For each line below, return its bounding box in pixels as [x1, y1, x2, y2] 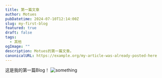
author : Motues [5, 12, 37, 17]
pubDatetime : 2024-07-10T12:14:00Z [5, 16, 79, 21]
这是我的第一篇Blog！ [5, 67, 50, 73]
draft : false [5, 30, 32, 35]
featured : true [5, 26, 37, 31]
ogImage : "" [5, 44, 30, 49]
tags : [5, 35, 16, 40]
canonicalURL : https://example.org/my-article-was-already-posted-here [5, 53, 157, 58]
